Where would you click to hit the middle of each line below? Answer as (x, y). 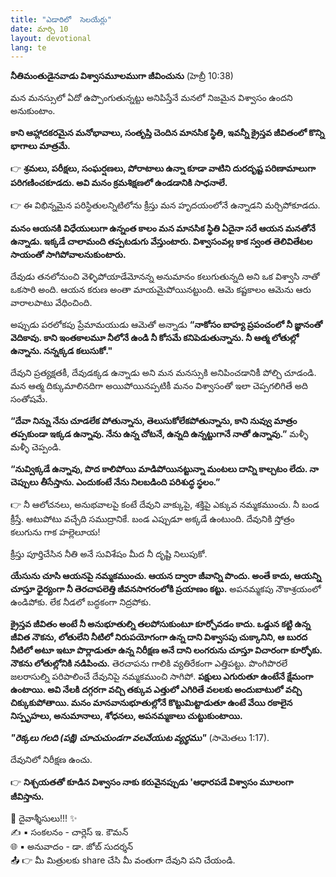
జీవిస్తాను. (27, 797)
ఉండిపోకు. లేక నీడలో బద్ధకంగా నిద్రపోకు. (81, 602)
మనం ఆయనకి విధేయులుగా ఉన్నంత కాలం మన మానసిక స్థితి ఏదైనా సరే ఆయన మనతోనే (163, 228)
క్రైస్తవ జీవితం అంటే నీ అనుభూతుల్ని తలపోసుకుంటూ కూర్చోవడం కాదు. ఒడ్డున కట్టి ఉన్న (160, 624)
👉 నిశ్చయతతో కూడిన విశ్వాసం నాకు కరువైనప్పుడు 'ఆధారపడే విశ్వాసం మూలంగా (152, 782)
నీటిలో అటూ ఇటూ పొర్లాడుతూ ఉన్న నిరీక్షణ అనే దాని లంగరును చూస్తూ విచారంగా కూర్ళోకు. (166, 650)
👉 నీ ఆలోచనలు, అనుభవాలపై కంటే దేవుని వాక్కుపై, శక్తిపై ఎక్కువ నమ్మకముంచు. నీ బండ (165, 505)
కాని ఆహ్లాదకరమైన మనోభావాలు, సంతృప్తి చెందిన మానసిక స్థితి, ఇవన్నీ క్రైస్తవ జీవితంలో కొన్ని (167, 133)
